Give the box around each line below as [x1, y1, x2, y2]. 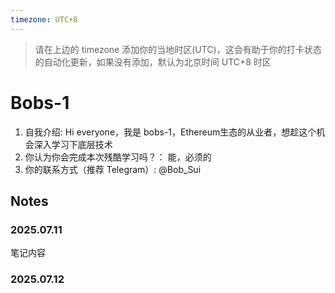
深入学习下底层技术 [33, 138, 113, 150]
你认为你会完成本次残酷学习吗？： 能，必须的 [24, 151, 212, 163]
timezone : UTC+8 [10, 14, 78, 25]
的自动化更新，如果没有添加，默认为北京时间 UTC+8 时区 [34, 56, 272, 68]
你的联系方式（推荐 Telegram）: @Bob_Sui [24, 163, 202, 175]
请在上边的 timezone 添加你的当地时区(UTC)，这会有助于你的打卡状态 [34, 43, 322, 55]
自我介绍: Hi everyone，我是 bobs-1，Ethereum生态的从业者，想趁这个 [24, 126, 317, 138]
